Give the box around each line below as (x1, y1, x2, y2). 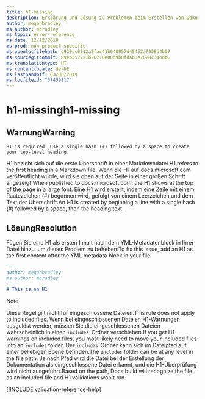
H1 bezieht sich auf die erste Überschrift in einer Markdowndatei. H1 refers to (6, 160, 199, 167)
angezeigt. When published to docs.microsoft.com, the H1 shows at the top (6, 179, 194, 187)
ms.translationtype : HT (6, 60, 67, 66)
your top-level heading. (6, 149, 70, 156)
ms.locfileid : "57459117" (6, 77, 72, 83)
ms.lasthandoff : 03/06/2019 (6, 71, 78, 77)
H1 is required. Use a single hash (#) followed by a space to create (6, 144, 190, 150)
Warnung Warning (6, 128, 76, 138)
